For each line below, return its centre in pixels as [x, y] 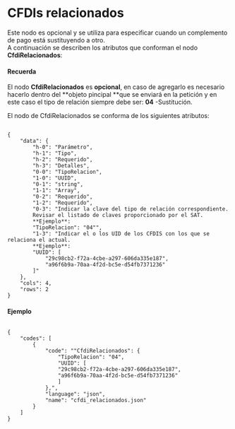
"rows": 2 [35, 290]
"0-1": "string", [58, 184]
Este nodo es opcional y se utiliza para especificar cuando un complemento [117, 33]
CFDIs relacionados [66, 13]
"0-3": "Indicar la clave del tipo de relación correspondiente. [131, 209]
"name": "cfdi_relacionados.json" [96, 401]
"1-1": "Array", [56, 191]
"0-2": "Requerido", [63, 197]
